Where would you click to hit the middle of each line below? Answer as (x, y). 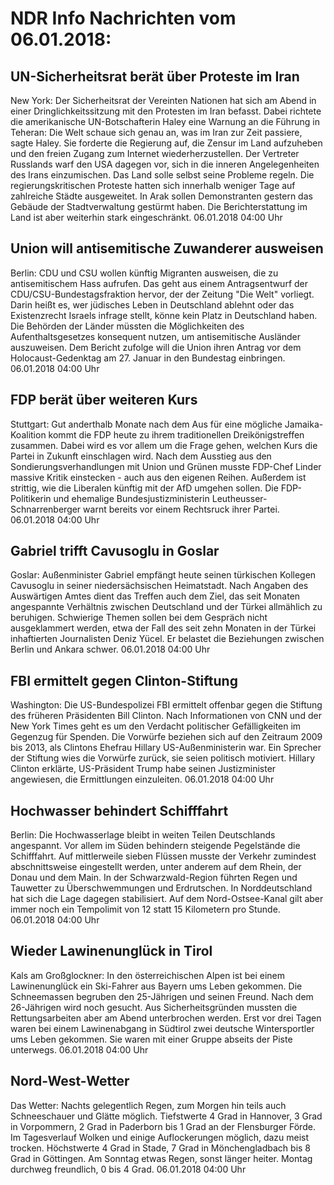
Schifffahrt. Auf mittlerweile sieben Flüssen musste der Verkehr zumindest (163, 856)
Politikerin (31, 498)
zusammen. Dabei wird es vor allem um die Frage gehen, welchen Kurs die (164, 445)
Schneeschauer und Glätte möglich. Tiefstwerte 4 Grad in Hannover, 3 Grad (166, 1116)
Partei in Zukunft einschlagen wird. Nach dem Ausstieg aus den (141, 456)
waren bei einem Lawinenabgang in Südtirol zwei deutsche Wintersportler (162, 1028)
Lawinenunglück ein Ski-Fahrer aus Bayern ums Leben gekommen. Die (156, 986)
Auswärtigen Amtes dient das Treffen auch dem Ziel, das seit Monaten (155, 596)
